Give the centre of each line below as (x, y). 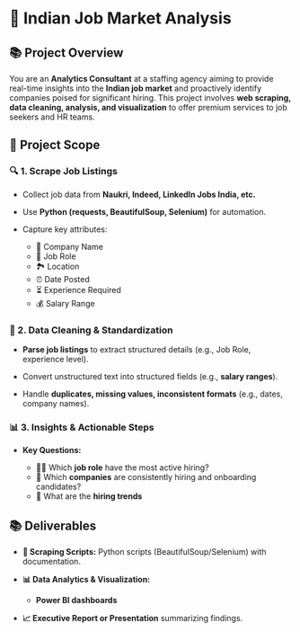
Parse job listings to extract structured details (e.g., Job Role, (137, 349)
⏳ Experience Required (78, 289)
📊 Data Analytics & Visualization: (86, 580)
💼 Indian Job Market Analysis (120, 18)
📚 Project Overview (66, 53)
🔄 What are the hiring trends (89, 496)
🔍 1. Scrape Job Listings (64, 172)
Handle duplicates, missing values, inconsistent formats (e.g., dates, (152, 394)
